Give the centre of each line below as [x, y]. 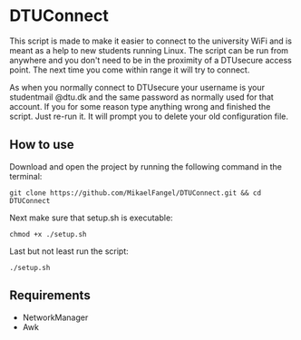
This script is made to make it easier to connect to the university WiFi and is [151, 41]
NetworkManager [55, 317]
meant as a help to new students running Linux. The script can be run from [149, 50]
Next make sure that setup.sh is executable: [92, 218]
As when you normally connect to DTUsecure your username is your [137, 87]
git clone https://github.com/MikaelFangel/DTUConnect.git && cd [135, 193]
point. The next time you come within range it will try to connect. [130, 70]
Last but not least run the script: [69, 251]
